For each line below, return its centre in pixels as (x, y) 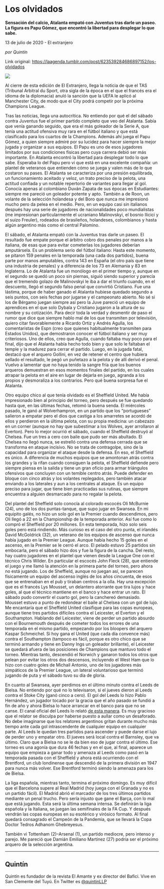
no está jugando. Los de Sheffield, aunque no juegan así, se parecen (74, 571)
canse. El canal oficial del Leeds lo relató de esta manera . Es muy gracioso (80, 711)
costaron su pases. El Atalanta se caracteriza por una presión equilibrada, (79, 173)
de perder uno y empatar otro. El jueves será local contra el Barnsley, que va (82, 737)
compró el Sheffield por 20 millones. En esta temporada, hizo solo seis (76, 524)
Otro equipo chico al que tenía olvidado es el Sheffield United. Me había (77, 395)
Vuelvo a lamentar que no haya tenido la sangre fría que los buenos (73, 365)
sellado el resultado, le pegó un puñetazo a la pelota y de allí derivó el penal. (82, 359)
